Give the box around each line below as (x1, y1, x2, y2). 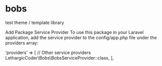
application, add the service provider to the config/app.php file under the (5, 34, 157, 40)
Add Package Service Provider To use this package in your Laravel (5, 29, 144, 35)
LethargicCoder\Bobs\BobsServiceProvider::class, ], (5, 54, 114, 60)
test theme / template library (5, 19, 64, 25)
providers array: (5, 39, 39, 45)
